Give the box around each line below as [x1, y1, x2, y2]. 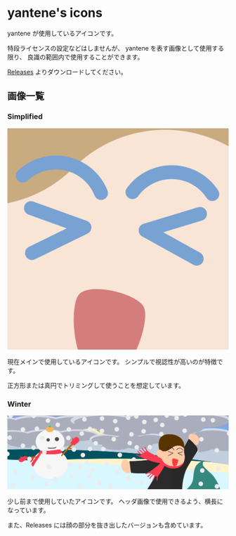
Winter [7, 399, 32, 409]
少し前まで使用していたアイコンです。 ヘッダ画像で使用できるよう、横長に [7, 497, 223, 505]
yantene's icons [7, 5, 103, 21]
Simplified [7, 112, 44, 122]
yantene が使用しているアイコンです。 [7, 29, 118, 37]
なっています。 [7, 506, 50, 514]
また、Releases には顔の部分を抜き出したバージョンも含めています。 [7, 521, 207, 529]
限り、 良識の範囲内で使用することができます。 [7, 53, 144, 61]
